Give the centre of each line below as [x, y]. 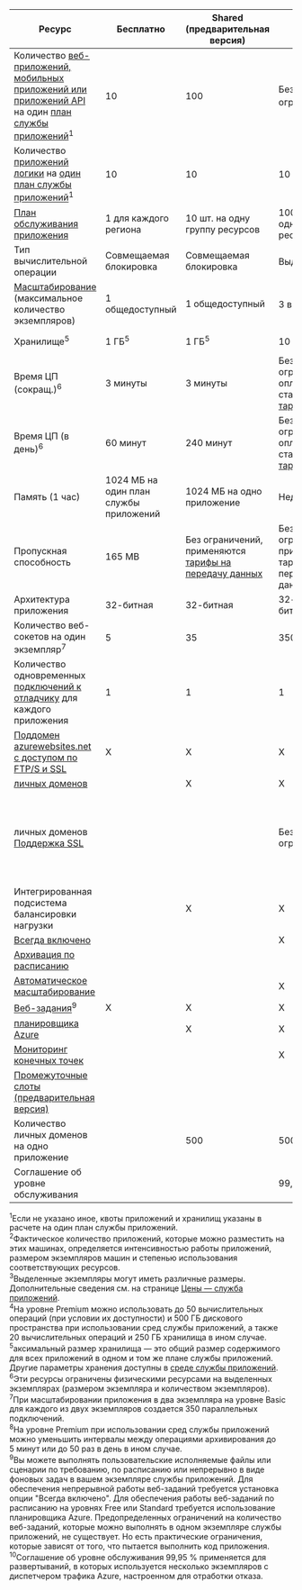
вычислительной [51, 260]
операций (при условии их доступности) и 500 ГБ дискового [126, 1318]
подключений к [48, 686]
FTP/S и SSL [40, 769]
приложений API [50, 100]
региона [123, 229]
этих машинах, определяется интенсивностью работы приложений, [141, 1248]
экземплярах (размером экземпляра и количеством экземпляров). [140, 1388]
